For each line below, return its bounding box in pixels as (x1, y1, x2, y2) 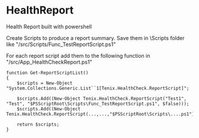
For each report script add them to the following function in (6, 52, 150, 59)
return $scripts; (17, 121, 60, 127)
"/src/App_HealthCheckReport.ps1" (6, 58, 92, 65)
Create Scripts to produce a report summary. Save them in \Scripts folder (6, 34, 185, 41)
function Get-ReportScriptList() (6, 70, 89, 75)
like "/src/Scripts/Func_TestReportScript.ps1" (6, 41, 116, 48)
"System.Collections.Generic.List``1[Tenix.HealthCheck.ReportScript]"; (6, 85, 190, 91)
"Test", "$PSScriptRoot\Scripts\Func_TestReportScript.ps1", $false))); (6, 101, 190, 107)
